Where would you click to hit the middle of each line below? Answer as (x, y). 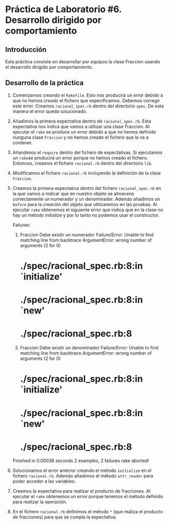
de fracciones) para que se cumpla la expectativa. (65, 517)
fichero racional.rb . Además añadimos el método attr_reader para (83, 476)
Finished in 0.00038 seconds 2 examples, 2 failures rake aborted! (81, 461)
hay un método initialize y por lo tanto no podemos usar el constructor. (86, 215)
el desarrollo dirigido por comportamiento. (49, 67)
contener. (22, 142)
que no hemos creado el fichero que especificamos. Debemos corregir (86, 100)
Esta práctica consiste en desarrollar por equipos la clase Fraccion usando (83, 62)
